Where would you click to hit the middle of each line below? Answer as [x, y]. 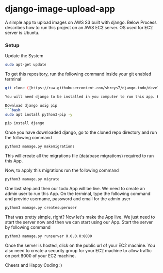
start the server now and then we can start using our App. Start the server [79, 222]
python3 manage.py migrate [32, 179]
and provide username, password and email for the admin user [68, 199]
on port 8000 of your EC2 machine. [41, 256]
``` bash [13, 110]
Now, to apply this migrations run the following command [62, 170]
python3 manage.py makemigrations [40, 146]
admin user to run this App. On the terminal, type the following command [78, 194]
